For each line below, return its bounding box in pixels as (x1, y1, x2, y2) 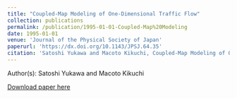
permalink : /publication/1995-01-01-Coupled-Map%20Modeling (7, 23, 188, 30)
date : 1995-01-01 (7, 30, 59, 37)
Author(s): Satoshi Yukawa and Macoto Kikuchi (7, 68, 145, 78)
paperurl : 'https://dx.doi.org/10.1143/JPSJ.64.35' (7, 43, 162, 50)
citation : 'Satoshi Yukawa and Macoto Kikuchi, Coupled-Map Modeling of (7, 50, 226, 57)
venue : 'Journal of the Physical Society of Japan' (7, 37, 162, 44)
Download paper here (7, 82, 71, 91)
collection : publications (7, 17, 83, 24)
